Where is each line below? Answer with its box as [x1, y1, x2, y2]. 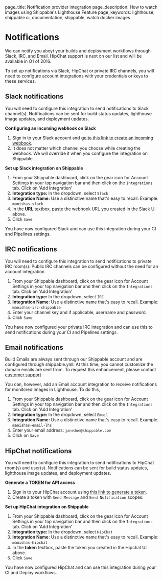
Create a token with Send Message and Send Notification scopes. [12, 494, 143, 500]
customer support [5, 372, 42, 378]
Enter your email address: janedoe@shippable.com [12, 427, 112, 433]
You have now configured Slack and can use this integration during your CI [5, 225, 156, 232]
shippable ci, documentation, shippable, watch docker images [5, 15, 131, 20]
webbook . [12, 140, 33, 146]
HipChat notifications [5, 447, 72, 455]
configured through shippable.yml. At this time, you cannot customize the [5, 362, 153, 367]
